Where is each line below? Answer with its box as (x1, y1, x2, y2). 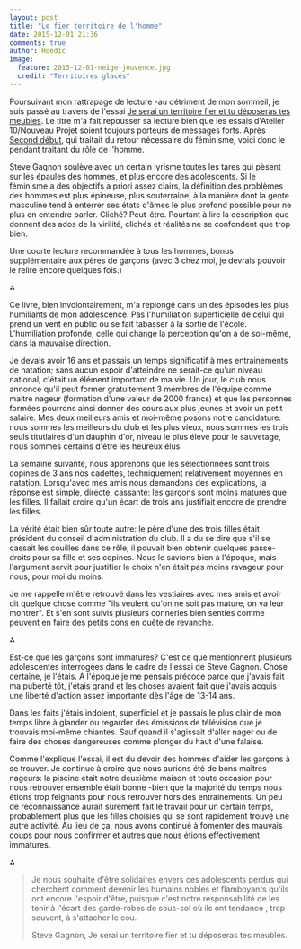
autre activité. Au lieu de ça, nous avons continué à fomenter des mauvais (9, 820, 283, 830)
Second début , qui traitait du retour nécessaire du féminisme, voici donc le (9, 134, 286, 145)
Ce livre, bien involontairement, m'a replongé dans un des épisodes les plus (9, 299, 290, 310)
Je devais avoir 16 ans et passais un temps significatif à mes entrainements (9, 355, 288, 365)
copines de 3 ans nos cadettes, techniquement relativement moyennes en (9, 468, 283, 479)
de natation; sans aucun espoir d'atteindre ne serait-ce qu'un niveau (9, 365, 263, 375)
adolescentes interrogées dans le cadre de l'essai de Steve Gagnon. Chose (9, 661, 288, 672)
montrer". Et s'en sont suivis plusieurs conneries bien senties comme (9, 607, 265, 618)
